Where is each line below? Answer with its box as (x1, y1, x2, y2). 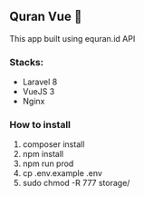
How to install (9, 119, 71, 132)
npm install (22, 149, 64, 160)
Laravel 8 (22, 76, 58, 87)
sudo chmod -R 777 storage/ (22, 178, 130, 189)
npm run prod (22, 158, 74, 169)
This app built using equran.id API (9, 33, 136, 44)
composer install (22, 139, 85, 150)
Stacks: (9, 55, 44, 68)
